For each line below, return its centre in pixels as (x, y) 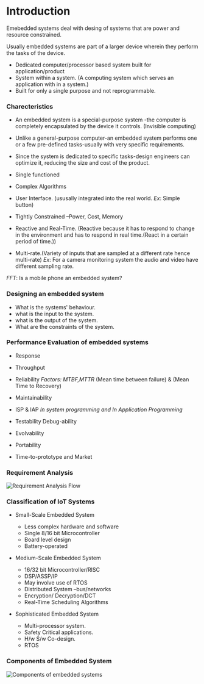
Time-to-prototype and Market (54, 456)
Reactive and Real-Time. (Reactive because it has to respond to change (105, 229)
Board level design (47, 540)
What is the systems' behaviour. (55, 307)
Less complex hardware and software (72, 527)
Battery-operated (46, 546)
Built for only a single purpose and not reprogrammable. (86, 90)
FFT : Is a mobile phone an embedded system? (64, 278)
